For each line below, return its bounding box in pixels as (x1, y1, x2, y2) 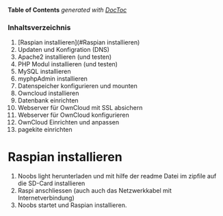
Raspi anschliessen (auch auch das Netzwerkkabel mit (17, 187, 172, 195)
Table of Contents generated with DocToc (8, 6, 127, 14)
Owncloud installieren (17, 89, 79, 98)
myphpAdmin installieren (17, 75, 88, 83)
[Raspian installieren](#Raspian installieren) (17, 38, 140, 46)
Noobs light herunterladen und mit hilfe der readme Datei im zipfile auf (17, 172, 217, 180)
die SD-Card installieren (17, 179, 86, 187)
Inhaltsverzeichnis (8, 23, 71, 32)
